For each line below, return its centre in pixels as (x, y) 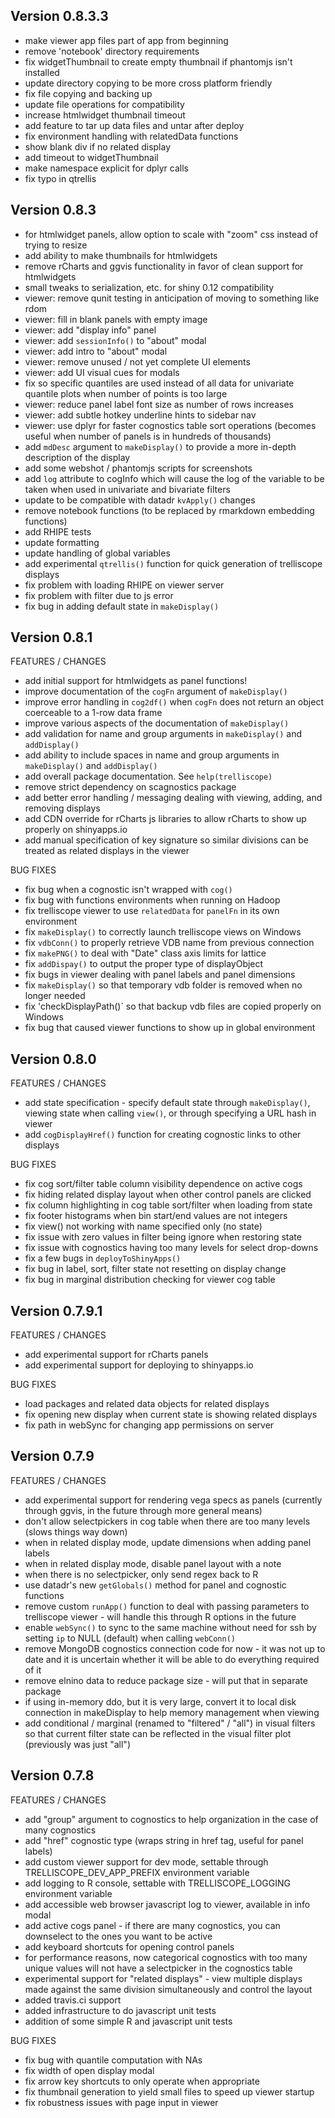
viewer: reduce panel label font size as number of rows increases (159, 404)
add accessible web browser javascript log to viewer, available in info (167, 1904)
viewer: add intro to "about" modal (96, 351)
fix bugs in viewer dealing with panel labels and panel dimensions (160, 975)
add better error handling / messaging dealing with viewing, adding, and (173, 798)
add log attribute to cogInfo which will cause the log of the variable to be (174, 478)
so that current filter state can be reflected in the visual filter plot (158, 1733)
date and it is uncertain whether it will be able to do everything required (172, 1659)
